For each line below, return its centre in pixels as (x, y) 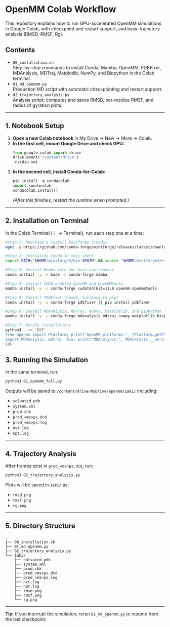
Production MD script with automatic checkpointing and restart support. (88, 89)
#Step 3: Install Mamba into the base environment (60, 270)
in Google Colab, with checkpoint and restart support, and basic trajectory (83, 28)
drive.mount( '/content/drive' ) (46, 157)
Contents (20, 50)
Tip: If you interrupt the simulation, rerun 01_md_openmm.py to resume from (82, 614)
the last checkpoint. (26, 619)
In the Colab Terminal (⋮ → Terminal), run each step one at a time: (75, 233)
